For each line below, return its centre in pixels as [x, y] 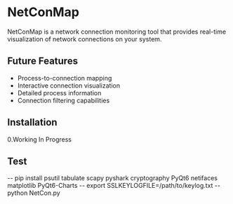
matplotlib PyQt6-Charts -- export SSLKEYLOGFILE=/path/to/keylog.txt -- [114, 186]
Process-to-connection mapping [65, 78]
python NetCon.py [34, 193]
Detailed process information [59, 93]
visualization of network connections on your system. [85, 39]
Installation [32, 122]
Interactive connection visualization [69, 86]
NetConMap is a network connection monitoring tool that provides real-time [117, 32]
